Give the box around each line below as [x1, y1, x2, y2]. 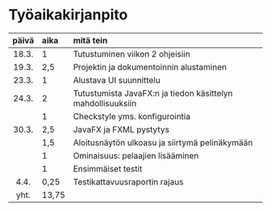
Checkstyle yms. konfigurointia [73, 110, 191, 122]
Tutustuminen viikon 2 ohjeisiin [73, 48, 191, 60]
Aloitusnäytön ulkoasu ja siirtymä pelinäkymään [73, 137, 253, 148]
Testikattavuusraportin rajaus [73, 176, 184, 187]
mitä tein [73, 35, 108, 46]
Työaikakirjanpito [8, 6, 128, 24]
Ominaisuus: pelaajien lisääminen [73, 150, 199, 161]
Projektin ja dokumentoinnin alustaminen [73, 61, 227, 72]
